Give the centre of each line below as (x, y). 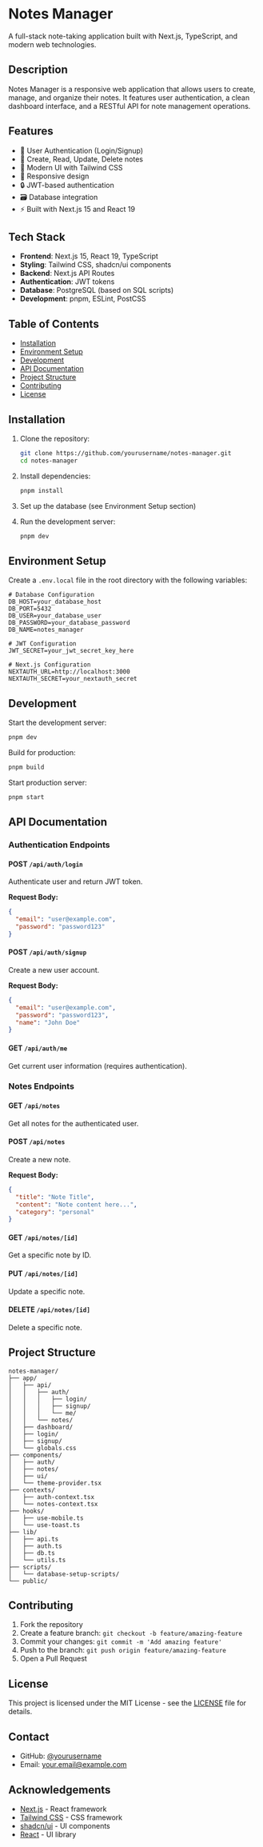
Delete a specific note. (45, 1327)
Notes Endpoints (41, 1086)
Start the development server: (58, 723)
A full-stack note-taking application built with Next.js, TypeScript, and (123, 36)
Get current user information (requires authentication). (98, 1065)
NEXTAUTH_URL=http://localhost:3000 (69, 672)
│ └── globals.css (43, 1448)
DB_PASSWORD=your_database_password (69, 623)
